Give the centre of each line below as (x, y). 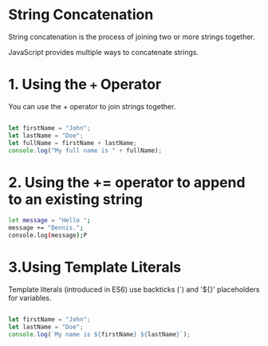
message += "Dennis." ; (46, 228)
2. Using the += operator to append (127, 182)
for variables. (30, 297)
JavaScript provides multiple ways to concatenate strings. (104, 52)
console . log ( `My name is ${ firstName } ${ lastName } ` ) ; (100, 334)
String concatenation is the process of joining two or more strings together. (132, 37)
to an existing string (76, 199)
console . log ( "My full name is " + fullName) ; (85, 150)
